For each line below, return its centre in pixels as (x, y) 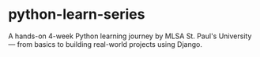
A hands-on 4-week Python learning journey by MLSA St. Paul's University (130, 36)
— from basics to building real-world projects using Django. (106, 44)
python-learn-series (77, 14)
